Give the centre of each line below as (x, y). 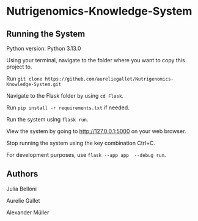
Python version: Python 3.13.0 (44, 48)
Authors (22, 174)
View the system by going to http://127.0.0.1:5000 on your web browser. (96, 131)
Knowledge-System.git (34, 84)
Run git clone (24, 78)
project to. (19, 67)
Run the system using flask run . (47, 119)
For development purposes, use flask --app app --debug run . (86, 155)
